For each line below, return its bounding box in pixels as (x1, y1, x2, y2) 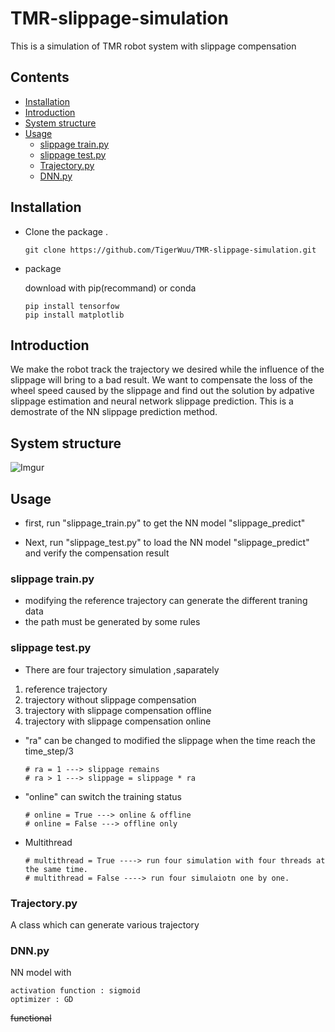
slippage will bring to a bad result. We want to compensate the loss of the (10, 374, 313, 386)
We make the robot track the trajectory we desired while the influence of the (10, 363, 325, 376)
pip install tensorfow (24, 301, 120, 311)
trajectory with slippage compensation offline (24, 704, 212, 716)
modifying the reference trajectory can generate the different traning (24, 595, 308, 607)
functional (10, 1012, 52, 1024)
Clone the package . (24, 225, 108, 237)
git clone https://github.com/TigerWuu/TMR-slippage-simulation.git (24, 245, 317, 255)
